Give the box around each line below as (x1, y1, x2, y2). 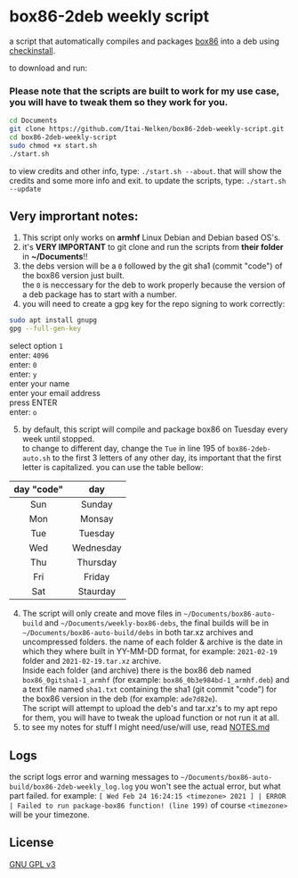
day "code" (13, 484, 64, 496)
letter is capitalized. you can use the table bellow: (21, 462, 204, 473)
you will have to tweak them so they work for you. (9, 95, 229, 108)
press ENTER (9, 397, 58, 408)
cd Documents (9, 116, 58, 126)
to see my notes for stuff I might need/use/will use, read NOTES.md (21, 722, 270, 733)
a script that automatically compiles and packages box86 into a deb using (9, 36, 280, 46)
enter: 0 (9, 360, 37, 370)
